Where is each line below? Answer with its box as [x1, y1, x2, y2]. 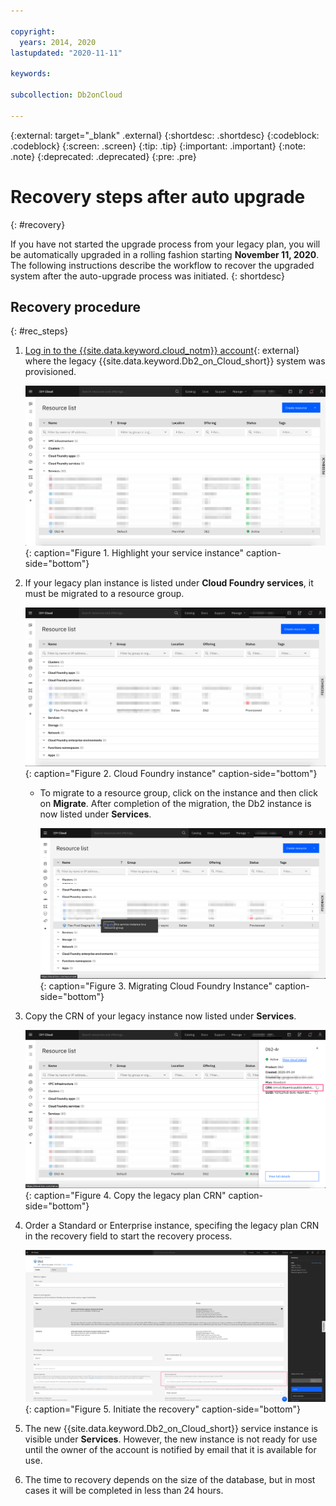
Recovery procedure [10, 298, 142, 315]
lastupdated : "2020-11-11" [10, 48, 123, 58]
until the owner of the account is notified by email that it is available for [24, 1443, 317, 1455]
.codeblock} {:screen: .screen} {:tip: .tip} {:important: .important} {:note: [10, 140, 307, 152]
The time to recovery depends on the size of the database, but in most [24, 1473, 316, 1485]
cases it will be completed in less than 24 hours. [24, 1484, 224, 1496]
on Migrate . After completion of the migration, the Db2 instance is [39, 798, 312, 810]
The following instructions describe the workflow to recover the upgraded [10, 259, 315, 271]
